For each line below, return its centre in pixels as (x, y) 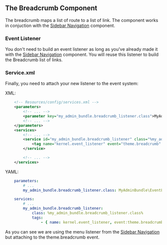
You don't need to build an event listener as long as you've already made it (82, 49)
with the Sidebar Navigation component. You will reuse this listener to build (82, 55)
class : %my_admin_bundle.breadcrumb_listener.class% (87, 213)
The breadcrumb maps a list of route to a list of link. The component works (82, 20)
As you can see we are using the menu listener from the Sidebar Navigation (83, 232)
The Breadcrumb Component (51, 8)
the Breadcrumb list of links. (34, 60)
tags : (37, 218)
